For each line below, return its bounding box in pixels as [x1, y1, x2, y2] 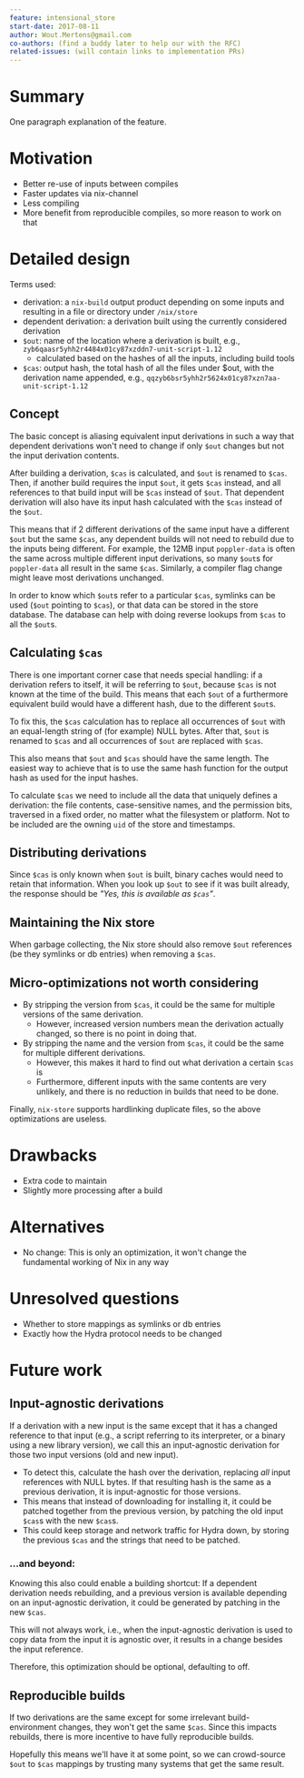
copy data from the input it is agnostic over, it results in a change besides [9, 1634, 283, 1645]
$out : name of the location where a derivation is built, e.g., [22, 335, 240, 346]
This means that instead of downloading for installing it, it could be [22, 1495, 272, 1506]
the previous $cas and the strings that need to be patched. [22, 1534, 240, 1545]
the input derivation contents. [9, 449, 120, 460]
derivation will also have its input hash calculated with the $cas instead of [9, 497, 283, 507]
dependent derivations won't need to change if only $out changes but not [9, 440, 285, 451]
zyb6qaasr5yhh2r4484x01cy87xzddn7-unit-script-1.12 [22, 345, 222, 354]
